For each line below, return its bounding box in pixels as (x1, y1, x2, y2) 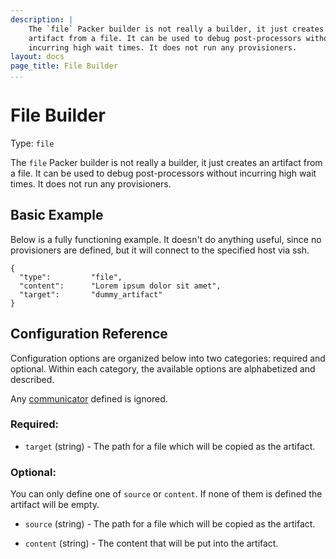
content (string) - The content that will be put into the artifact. (24, 537, 279, 550)
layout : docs (10, 52, 65, 62)
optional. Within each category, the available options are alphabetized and (10, 362, 316, 375)
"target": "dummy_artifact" (19, 289, 163, 300)
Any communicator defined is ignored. (10, 392, 168, 405)
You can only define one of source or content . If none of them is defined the (10, 488, 323, 500)
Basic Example (10, 207, 104, 224)
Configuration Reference (10, 326, 168, 343)
